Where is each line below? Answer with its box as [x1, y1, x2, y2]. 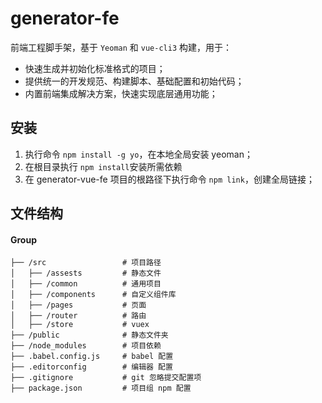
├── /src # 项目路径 [10, 258, 162, 268]
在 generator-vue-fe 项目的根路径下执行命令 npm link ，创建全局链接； [24, 173, 315, 185]
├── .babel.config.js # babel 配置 [10, 352, 174, 362]
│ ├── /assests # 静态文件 [10, 268, 162, 279]
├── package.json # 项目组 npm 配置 [10, 383, 192, 394]
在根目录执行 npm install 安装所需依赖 [24, 160, 183, 172]
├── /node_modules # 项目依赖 [10, 341, 162, 351]
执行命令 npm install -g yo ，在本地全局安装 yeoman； [24, 148, 253, 160]
